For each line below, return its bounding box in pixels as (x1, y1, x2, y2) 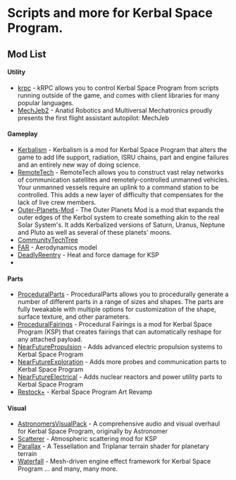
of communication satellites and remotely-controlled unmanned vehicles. (17, 175, 230, 184)
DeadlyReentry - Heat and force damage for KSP (17, 250, 160, 259)
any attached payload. (17, 335, 83, 344)
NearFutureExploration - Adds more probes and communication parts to (17, 358, 227, 366)
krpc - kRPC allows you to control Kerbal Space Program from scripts (17, 83, 219, 92)
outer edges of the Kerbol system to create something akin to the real (17, 213, 220, 221)
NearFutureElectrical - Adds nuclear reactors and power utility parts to (17, 373, 223, 381)
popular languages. (17, 98, 74, 107)
